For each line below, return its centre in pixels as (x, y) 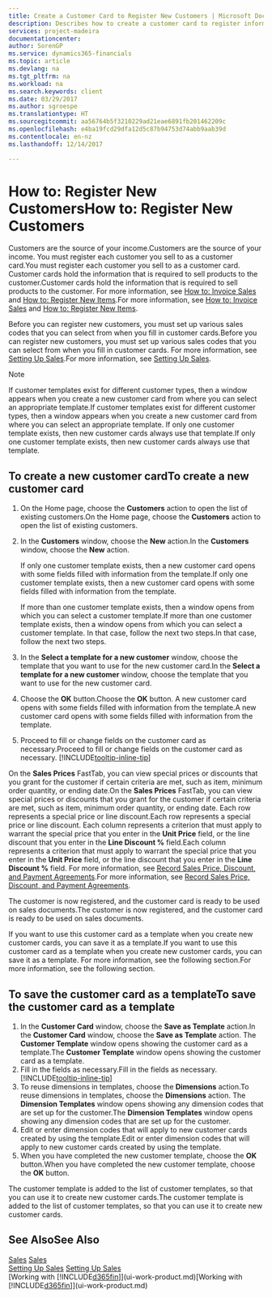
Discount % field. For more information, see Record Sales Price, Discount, (132, 868)
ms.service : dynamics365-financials (70, 54)
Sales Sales (28, 1259)
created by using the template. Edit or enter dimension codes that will (135, 1139)
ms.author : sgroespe (43, 106)
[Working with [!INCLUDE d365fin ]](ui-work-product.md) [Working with (125, 1277)
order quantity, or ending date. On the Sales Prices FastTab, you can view (130, 791)
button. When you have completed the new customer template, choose (138, 1164)
